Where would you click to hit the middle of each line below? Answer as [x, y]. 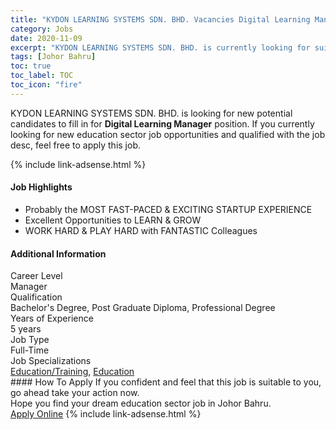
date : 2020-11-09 [46, 38]
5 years [26, 329]
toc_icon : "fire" [46, 85]
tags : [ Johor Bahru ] [53, 57]
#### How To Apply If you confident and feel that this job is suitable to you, [166, 382]
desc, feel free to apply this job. [76, 145]
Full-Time [30, 350]
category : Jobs [42, 29]
